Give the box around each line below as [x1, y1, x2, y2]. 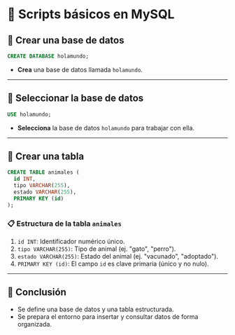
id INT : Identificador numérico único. [17, 237, 125, 245]
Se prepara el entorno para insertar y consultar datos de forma [17, 312, 199, 321]
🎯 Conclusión [7, 287, 66, 299]
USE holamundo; [7, 111, 52, 118]
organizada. [17, 320, 52, 328]
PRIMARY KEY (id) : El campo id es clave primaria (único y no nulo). [17, 259, 209, 268]
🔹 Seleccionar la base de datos [7, 93, 144, 104]
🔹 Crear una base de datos [7, 34, 124, 46]
